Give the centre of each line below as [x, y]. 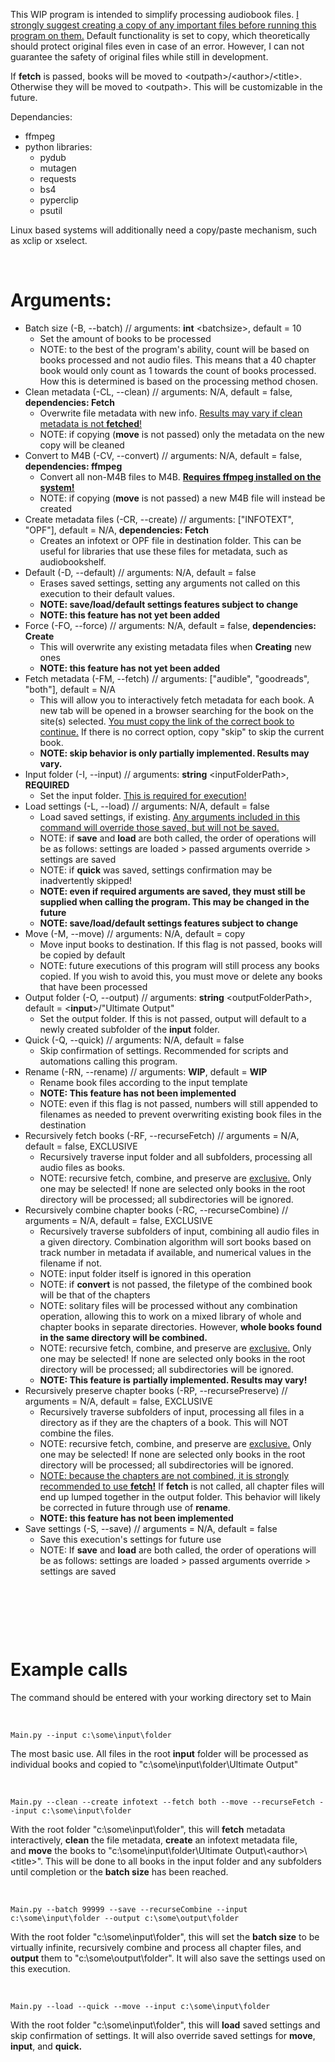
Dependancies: [41, 117]
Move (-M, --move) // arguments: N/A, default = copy [135, 933]
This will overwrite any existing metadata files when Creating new [175, 646]
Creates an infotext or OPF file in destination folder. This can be [170, 540]
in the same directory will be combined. [123, 1337]
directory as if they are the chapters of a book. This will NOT [164, 1422]
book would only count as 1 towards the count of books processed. [178, 370]
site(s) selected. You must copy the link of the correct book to [167, 721]
